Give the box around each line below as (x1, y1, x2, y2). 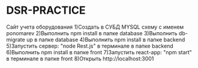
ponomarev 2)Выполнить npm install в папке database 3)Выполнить (6, 29, 178, 36)
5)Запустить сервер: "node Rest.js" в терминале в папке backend (6, 42, 174, 50)
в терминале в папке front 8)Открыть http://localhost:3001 (6, 55, 154, 62)
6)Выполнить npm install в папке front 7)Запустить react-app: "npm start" (6, 48, 192, 55)
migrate (6, 36, 25, 43)
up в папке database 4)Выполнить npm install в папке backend (26, 36, 185, 43)
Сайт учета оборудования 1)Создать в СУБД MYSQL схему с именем (6, 23, 184, 30)
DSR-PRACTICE (6, 4, 86, 17)
